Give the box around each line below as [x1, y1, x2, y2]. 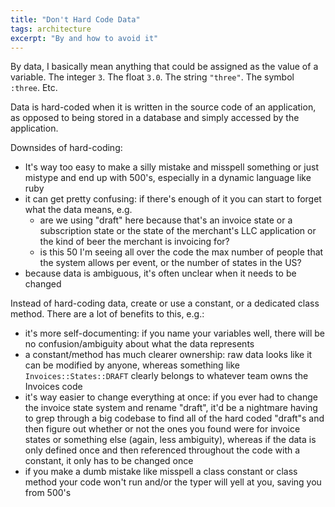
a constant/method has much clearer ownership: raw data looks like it [24, 349, 313, 361]
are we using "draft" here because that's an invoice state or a [39, 214, 293, 226]
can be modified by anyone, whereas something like [24, 359, 240, 371]
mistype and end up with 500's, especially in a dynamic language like [24, 172, 312, 184]
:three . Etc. [10, 82, 58, 94]
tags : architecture [10, 24, 92, 34]
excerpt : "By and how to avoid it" [10, 33, 159, 43]
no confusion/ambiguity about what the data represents [24, 338, 255, 350]
